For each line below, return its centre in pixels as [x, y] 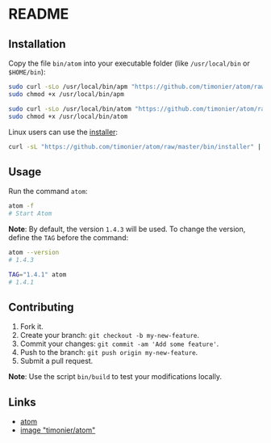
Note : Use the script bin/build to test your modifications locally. [115, 377]
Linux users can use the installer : [63, 132]
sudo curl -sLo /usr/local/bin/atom [70, 109]
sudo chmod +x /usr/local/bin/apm [67, 94]
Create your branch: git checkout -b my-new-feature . [110, 335]
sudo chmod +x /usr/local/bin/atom [68, 116]
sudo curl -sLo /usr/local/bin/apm [68, 86]
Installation [37, 44]
